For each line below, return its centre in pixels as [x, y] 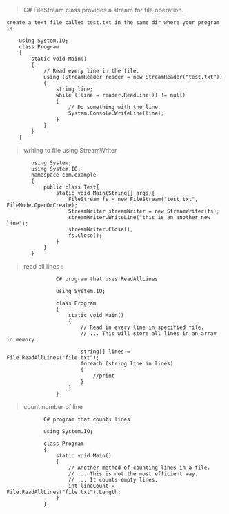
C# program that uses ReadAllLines [107, 279]
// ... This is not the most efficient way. [133, 474]
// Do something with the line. [114, 107]
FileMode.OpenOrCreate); [42, 205]
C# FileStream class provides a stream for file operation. [103, 10]
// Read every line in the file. [91, 71]
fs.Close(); [85, 236]
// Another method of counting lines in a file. [139, 468]
